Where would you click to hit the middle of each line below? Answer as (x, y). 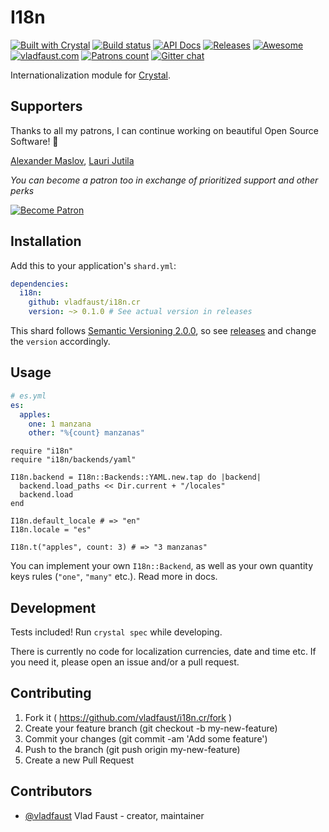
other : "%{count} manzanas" (86, 433)
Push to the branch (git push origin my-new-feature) (132, 749)
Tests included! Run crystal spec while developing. (116, 632)
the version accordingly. (60, 342)
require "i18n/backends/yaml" (73, 460)
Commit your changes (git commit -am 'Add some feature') (146, 738)
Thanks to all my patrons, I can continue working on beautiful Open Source (164, 130)
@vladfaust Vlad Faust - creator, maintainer (114, 815)
